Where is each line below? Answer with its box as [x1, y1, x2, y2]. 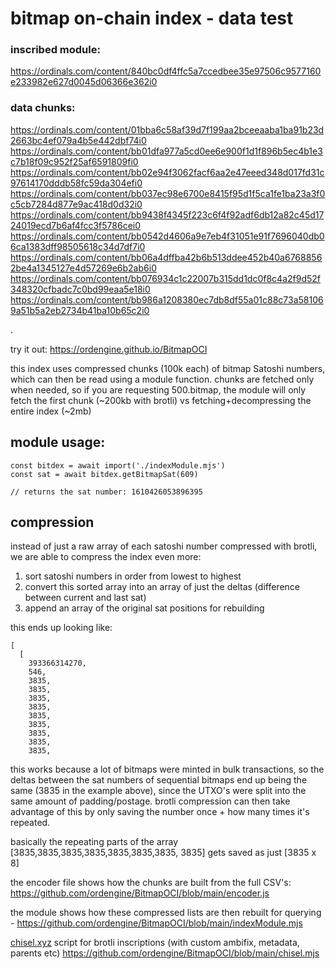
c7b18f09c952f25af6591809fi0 [10, 155, 139, 167]
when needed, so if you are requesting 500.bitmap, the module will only [10, 383, 307, 396]
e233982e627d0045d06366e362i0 [10, 76, 158, 88]
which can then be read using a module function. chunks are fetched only [10, 373, 315, 385]
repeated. [10, 817, 51, 829]
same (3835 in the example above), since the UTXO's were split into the [10, 785, 307, 797]
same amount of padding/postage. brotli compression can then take [10, 795, 291, 807]
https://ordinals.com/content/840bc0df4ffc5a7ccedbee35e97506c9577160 [10, 65, 322, 77]
